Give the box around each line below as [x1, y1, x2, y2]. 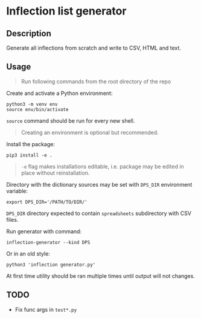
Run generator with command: [6, 228, 82, 235]
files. [6, 216, 19, 223]
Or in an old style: [6, 250, 50, 257]
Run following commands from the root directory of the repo [21, 77, 171, 85]
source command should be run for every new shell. [6, 117, 135, 124]
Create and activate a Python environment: [6, 89, 113, 97]
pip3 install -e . [6, 152, 53, 158]
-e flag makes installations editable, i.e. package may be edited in [21, 163, 184, 170]
